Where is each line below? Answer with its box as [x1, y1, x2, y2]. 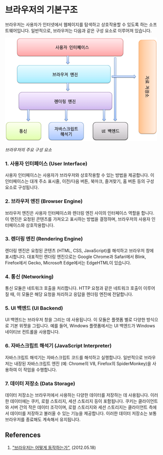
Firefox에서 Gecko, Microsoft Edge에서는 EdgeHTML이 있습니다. [5, 260, 131, 265]
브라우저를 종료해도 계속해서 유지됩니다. [5, 416, 81, 423]
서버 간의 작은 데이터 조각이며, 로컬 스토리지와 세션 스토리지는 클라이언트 [10, 404, 148, 411]
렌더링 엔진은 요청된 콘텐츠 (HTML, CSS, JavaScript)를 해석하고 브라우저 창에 [5, 247, 154, 253]
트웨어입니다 [5, 27, 29, 33]
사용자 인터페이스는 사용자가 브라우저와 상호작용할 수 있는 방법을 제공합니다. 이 [5, 172, 155, 178]
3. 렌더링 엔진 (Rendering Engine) [5, 236, 83, 242]
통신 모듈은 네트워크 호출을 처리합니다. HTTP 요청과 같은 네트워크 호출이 [5, 285, 143, 291]
